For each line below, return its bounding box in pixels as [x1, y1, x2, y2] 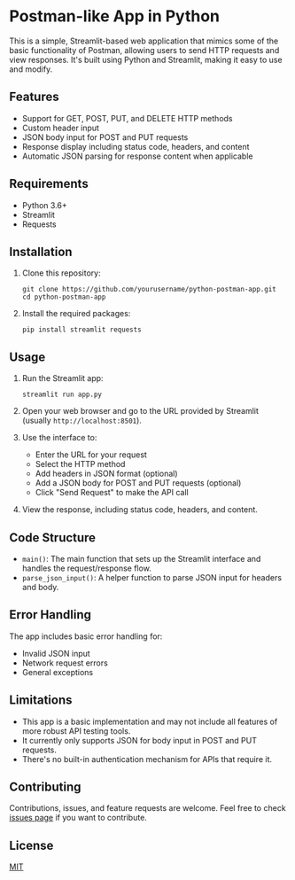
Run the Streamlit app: [21, 373, 104, 384]
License [9, 837, 54, 853]
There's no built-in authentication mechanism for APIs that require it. [21, 753, 273, 764]
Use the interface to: [21, 432, 97, 443]
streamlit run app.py [21, 390, 102, 400]
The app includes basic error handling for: [9, 631, 163, 642]
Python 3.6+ [21, 199, 68, 210]
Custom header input [21, 122, 100, 133]
